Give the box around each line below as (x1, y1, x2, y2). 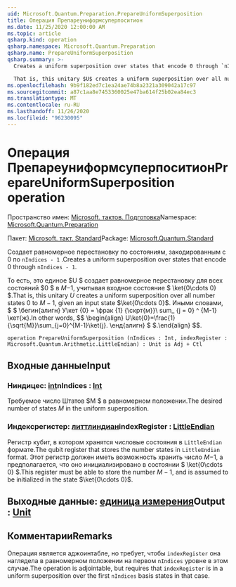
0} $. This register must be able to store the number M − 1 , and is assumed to (7, 467, 229, 476)
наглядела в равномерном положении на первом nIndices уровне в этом (7, 556, 228, 565)
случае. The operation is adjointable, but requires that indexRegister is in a (7, 564, 223, 572)
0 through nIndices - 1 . (7, 262, 77, 271)
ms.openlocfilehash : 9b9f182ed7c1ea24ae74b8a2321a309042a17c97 (7, 82, 197, 89)
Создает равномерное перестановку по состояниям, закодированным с (7, 247, 226, 256)
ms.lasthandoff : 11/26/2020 (7, 108, 90, 115)
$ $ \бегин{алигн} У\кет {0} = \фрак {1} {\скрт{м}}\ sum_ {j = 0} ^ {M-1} (7, 306, 218, 314)
